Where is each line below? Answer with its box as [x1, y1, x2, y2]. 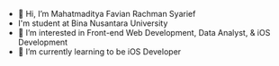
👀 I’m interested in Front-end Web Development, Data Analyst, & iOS [17, 28, 271, 37]
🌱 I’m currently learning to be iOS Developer [17, 46, 182, 57]
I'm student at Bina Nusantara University [17, 18, 168, 29]
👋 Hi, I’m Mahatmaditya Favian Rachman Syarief [17, 9, 196, 19]
